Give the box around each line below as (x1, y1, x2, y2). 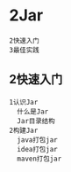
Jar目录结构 (17, 116, 55, 125)
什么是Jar (17, 107, 49, 116)
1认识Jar (9, 98, 39, 106)
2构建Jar (9, 126, 39, 135)
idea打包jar (17, 145, 59, 153)
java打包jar (17, 135, 59, 145)
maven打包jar (17, 154, 62, 163)
